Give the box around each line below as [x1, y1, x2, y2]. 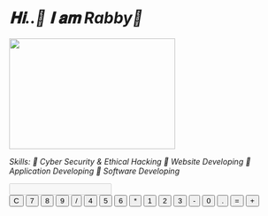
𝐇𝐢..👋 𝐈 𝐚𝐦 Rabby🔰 [9, 8, 143, 28]
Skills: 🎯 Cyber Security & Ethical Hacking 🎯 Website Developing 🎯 [9, 156, 251, 166]
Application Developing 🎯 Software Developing [9, 166, 180, 176]
